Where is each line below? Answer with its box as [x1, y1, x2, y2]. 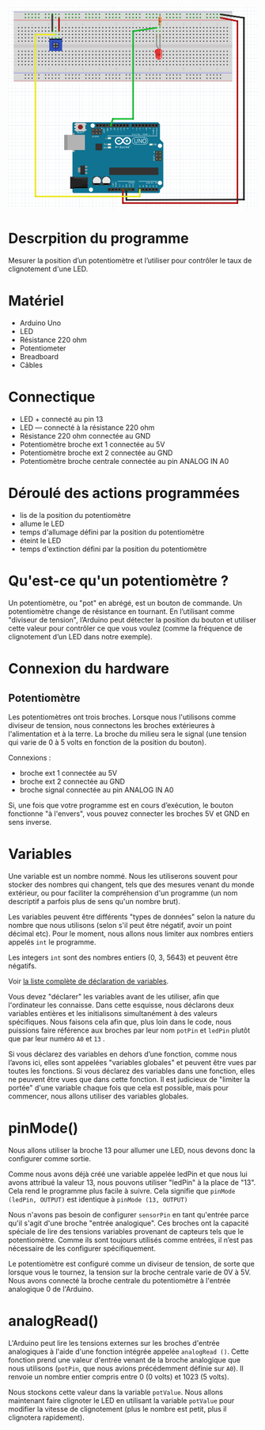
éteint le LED [19, 535, 62, 545]
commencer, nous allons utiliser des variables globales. [8, 1091, 189, 1101]
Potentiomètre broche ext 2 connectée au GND [19, 448, 173, 458]
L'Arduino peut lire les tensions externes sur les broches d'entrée [8, 1338, 220, 1348]
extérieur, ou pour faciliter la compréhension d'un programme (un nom [8, 888, 238, 898]
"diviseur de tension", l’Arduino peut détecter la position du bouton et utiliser [8, 615, 257, 624]
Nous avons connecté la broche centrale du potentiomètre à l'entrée [8, 1275, 231, 1285]
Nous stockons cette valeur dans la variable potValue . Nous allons [8, 1387, 224, 1397]
